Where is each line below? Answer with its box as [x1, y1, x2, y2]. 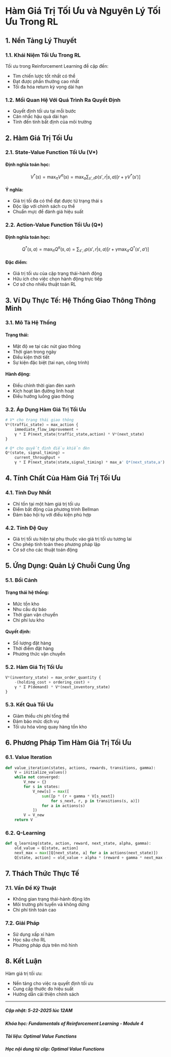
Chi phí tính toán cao [12, 907, 56, 913]
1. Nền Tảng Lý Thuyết [5, 36, 77, 45]
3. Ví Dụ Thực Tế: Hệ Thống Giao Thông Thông [5, 296, 156, 305]
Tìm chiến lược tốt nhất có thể [12, 73, 75, 79]
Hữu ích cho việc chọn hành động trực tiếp [12, 276, 103, 282]
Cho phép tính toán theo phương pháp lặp [12, 541, 101, 547]
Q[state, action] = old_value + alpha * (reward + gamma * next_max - [14, 855, 167, 860]
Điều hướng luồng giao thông [12, 393, 74, 399]
